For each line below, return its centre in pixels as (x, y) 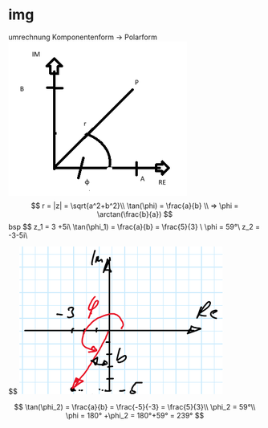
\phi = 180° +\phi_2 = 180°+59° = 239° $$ (135, 415)
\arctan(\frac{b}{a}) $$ (135, 214)
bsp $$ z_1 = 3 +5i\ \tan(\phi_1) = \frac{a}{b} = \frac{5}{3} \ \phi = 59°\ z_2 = (134, 226)
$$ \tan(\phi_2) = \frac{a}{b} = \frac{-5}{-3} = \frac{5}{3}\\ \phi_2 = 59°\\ (135, 406)
